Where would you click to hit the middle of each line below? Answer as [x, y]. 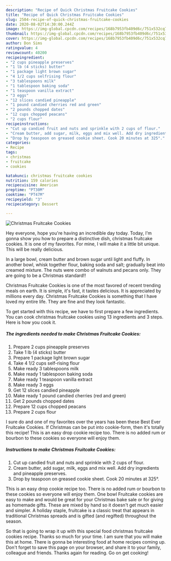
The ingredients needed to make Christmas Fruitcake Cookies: [73, 334]
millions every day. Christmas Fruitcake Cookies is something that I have [81, 296]
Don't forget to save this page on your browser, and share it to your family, [83, 547]
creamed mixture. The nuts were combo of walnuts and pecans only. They [83, 270]
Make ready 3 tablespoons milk [46, 368]
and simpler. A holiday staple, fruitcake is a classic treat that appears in [80, 510]
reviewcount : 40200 [26, 53]
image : [13, 29]
